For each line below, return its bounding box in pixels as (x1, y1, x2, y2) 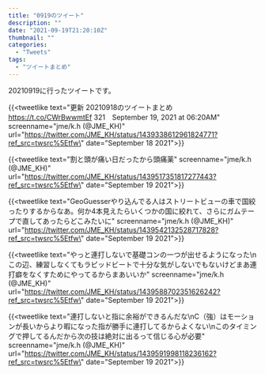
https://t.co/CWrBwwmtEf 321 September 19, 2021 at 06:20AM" (8, 112, 221, 122)
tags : (8, 56, 26, 64)
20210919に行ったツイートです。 (8, 85, 116, 95)
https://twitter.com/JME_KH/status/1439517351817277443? (24, 172, 217, 181)
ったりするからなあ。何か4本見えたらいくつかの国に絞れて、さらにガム (8, 206, 241, 216)
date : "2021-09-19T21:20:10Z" (8, 26, 108, 34)
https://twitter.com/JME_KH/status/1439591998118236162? (24, 349, 218, 358)
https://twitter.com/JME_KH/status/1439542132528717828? (24, 225, 219, 234)
